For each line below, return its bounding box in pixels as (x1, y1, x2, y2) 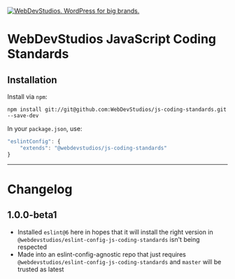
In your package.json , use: (7, 125, 83, 132)
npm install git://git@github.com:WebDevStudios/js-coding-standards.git (7, 106, 227, 113)
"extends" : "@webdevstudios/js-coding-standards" (20, 144, 168, 151)
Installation (7, 74, 57, 86)
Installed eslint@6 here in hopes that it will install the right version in (17, 228, 213, 236)
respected (17, 243, 48, 251)
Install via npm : (7, 93, 48, 101)
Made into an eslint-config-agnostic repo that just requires (17, 250, 187, 259)
